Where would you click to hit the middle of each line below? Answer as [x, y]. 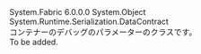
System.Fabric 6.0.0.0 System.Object [78, 12]
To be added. [34, 42]
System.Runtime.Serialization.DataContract [89, 21]
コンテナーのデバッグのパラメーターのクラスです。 [103, 32]
